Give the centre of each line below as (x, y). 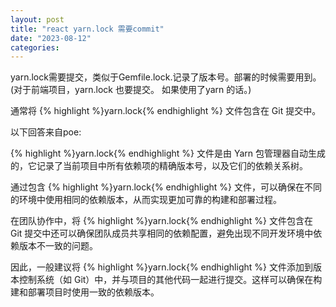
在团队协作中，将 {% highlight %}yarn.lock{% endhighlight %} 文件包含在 (161, 221)
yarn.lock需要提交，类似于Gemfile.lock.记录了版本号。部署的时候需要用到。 (166, 77)
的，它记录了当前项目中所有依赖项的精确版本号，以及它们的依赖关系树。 (159, 166)
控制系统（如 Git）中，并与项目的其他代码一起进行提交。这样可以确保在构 (170, 280)
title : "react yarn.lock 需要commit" (87, 29)
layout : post (37, 19)
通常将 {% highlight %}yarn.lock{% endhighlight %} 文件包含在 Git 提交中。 (166, 111)
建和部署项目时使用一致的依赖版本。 (85, 292)
